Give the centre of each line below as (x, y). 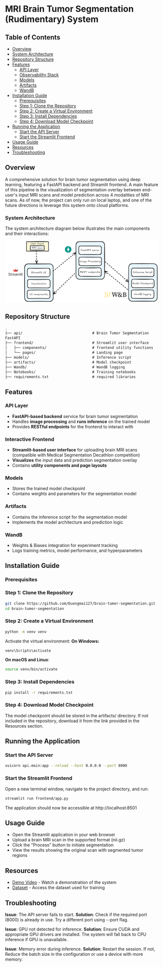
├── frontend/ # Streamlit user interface (77, 343)
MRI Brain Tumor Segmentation (69, 9)
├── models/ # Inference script (68, 358)
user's (11, 195)
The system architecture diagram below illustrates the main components (77, 228)
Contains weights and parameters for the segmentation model (74, 494)
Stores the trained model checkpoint (49, 489)
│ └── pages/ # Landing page (64, 353)
